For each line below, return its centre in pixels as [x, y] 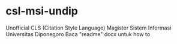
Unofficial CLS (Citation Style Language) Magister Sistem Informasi [88, 28]
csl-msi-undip [42, 11]
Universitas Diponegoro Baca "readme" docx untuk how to [78, 34]
